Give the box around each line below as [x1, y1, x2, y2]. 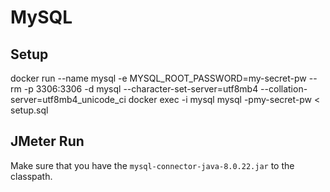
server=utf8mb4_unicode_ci [10, 94, 127, 105]
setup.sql [10, 104, 49, 116]
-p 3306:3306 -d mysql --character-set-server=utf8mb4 [23, 83, 259, 95]
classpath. [10, 170, 53, 182]
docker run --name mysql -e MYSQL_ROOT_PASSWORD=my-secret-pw [10, 72, 307, 84]
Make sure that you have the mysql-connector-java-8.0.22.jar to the [10, 159, 295, 171]
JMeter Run [10, 133, 85, 150]
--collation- [260, 83, 308, 95]
